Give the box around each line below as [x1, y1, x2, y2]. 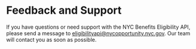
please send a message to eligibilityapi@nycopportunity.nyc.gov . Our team [6, 29, 191, 36]
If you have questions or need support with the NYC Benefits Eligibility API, [6, 23, 191, 30]
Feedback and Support [6, 4, 122, 17]
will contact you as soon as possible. [6, 36, 97, 43]
